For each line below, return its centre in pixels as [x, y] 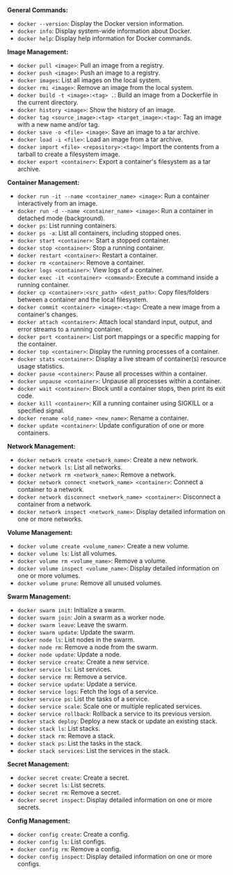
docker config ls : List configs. [62, 842]
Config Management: [39, 821]
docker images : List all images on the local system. [89, 80]
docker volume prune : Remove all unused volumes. [89, 583]
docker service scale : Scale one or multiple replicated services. [110, 706]
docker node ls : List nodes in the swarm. [76, 640]
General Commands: [38, 10]
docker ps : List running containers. [67, 225]
